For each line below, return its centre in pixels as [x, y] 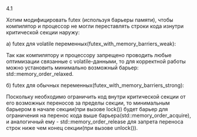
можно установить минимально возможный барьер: [73, 68]
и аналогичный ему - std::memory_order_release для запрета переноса [95, 122]
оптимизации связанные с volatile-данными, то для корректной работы [96, 61]
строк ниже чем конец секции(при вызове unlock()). [72, 128]
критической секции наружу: [43, 32]
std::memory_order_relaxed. [40, 74]
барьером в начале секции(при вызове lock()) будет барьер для [87, 109]
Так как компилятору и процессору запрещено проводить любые [89, 55]
